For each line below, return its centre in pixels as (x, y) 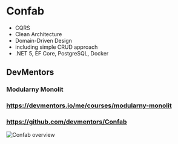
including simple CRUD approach (56, 47)
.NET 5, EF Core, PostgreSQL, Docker (62, 53)
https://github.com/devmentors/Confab (67, 122)
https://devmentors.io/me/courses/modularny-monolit (89, 105)
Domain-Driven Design (44, 40)
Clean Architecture (38, 34)
